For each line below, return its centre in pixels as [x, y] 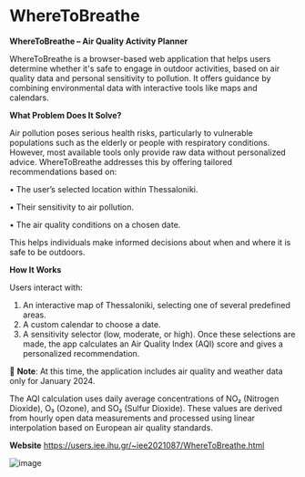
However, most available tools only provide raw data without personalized [148, 152]
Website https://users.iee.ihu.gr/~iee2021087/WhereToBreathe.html [137, 445]
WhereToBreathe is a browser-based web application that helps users [140, 58]
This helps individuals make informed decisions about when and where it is [150, 242]
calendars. [29, 98]
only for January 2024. [52, 380]
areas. [35, 315]
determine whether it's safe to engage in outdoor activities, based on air [145, 68]
